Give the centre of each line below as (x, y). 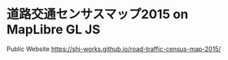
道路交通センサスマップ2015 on (98, 14)
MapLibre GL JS (54, 30)
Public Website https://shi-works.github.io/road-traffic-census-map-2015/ (114, 49)
